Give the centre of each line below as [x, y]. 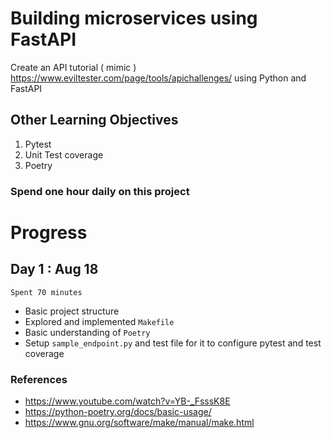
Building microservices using [134, 18]
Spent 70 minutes [46, 292]
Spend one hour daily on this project [100, 191]
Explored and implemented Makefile [99, 321]
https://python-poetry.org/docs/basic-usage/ [118, 411]
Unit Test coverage [64, 154]
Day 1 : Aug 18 [54, 269]
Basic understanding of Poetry [87, 332]
